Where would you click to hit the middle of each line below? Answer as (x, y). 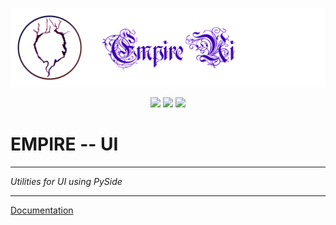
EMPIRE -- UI (64, 144)
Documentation (42, 210)
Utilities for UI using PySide (66, 181)
